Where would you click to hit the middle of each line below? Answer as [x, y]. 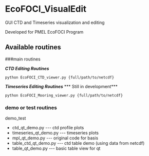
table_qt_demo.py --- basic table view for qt [56, 148]
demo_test [16, 118]
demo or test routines [31, 107]
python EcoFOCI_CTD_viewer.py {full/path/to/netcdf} [60, 77]
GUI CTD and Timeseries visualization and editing [55, 22]
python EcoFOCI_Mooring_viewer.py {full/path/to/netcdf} [64, 95]
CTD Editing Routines [27, 68]
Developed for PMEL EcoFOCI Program [44, 32]
